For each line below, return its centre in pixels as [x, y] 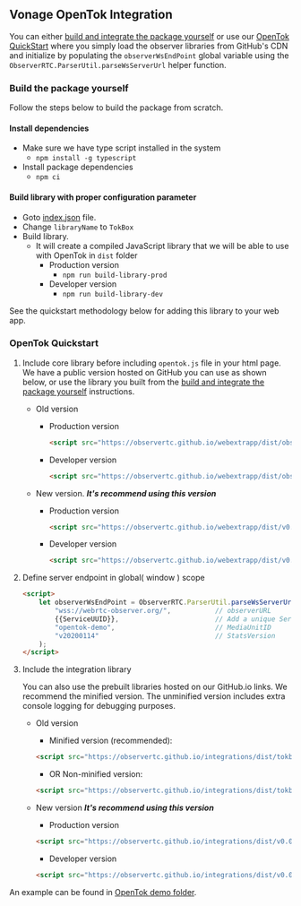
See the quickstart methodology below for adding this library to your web [144, 311]
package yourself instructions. [78, 391]
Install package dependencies [77, 167]
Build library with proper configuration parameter [103, 197]
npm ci [48, 177]
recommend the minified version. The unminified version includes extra [154, 696]
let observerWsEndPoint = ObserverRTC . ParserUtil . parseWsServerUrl [167, 603]
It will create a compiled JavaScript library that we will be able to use [162, 246]
